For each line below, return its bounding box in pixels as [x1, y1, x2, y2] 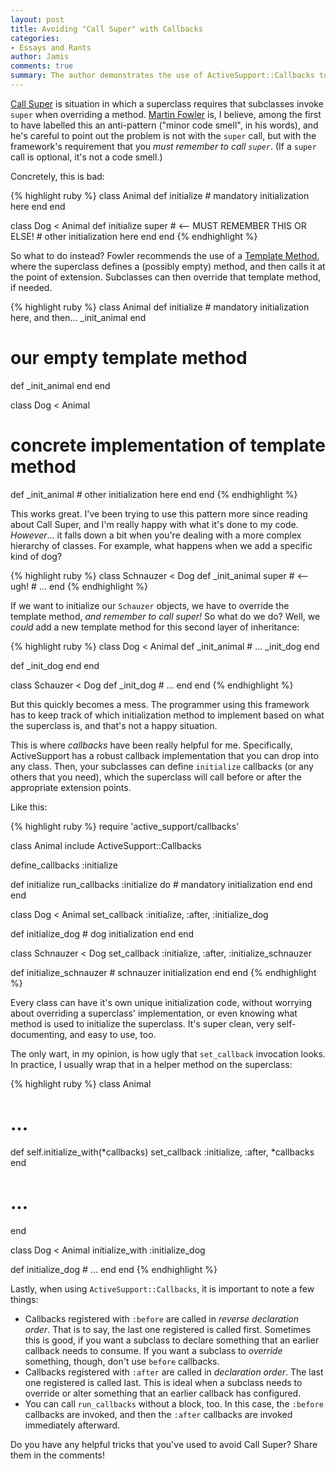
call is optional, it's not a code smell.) [10, 151, 163, 163]
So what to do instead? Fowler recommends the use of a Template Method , [10, 249, 320, 261]
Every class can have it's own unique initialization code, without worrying [10, 996, 312, 1008]
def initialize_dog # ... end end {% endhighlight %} [10, 1263, 218, 1275]
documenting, [10, 1028, 68, 1040]
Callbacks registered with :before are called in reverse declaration [24, 1312, 299, 1325]
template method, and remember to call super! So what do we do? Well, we [10, 610, 321, 622]
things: [10, 1293, 39, 1305]
